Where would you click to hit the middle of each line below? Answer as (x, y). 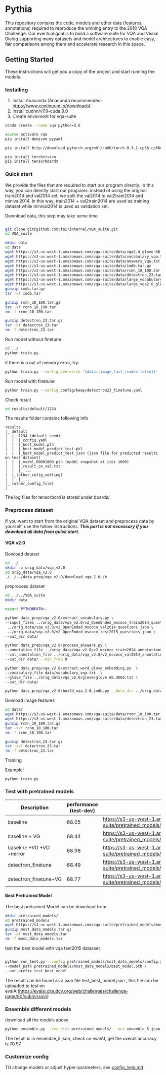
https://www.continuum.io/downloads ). (52, 106)
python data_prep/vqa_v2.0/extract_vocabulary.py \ (59, 618)
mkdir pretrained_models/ (32, 916)
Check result (18, 400)
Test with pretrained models (40, 792)
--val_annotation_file (28, 655)
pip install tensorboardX (32, 162)
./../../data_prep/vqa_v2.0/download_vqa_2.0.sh (56, 577)
